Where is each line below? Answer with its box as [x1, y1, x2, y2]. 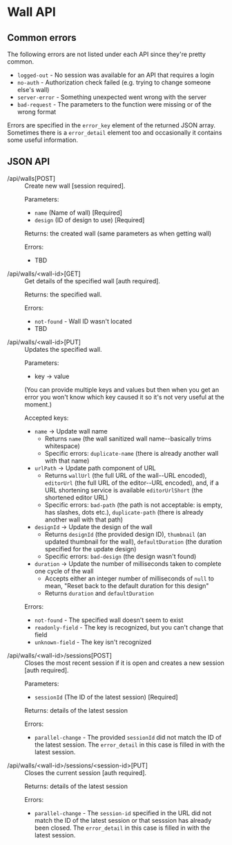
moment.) [24, 400, 52, 409]
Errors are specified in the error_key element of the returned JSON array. [7, 121, 216, 129]
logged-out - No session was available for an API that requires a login [17, 71, 215, 79]
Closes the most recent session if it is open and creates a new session [24, 659, 224, 667]
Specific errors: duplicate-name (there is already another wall [44, 449, 219, 457]
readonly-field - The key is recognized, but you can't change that [34, 623, 224, 631]
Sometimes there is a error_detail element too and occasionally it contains [7, 129, 222, 136]
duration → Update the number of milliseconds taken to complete [34, 559, 222, 568]
